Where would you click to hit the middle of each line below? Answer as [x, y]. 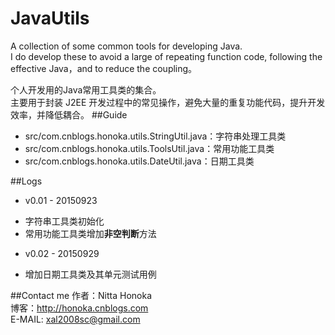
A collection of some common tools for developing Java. [126, 46]
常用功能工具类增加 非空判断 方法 [90, 233]
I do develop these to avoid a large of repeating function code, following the [166, 56]
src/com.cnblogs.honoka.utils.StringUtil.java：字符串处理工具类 [155, 136]
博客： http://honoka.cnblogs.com [79, 308]
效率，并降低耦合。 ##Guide [69, 114]
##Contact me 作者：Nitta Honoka [81, 295]
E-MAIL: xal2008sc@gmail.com [75, 319]
